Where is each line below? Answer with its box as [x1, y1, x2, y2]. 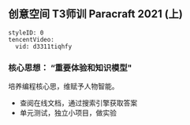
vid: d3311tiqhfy [15, 42, 73, 50]
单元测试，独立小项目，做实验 [19, 108, 117, 118]
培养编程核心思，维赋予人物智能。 [8, 82, 119, 91]
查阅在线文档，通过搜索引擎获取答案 [19, 98, 138, 108]
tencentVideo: [8, 35, 55, 43]
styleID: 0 [8, 28, 44, 37]
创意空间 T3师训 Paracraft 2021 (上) [8, 7, 183, 21]
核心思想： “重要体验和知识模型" [8, 62, 132, 73]
